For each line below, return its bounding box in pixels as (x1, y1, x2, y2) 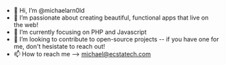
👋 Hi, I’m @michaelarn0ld (13, 7, 85, 14)
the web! (13, 21, 39, 28)
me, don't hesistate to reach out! (13, 43, 106, 50)
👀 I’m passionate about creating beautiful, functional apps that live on (13, 14, 209, 22)
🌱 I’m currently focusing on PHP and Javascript (13, 28, 147, 36)
